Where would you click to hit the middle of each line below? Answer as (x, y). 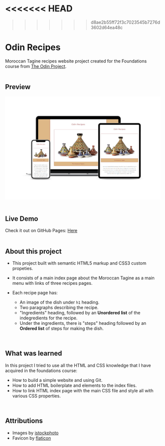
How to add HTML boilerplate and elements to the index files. (74, 385)
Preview (18, 87)
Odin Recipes (33, 48)
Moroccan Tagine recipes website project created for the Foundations (76, 61)
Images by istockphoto (35, 433)
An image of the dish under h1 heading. (59, 302)
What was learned (34, 354)
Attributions (24, 421)
